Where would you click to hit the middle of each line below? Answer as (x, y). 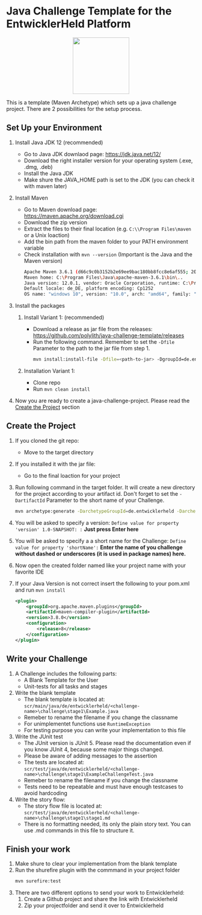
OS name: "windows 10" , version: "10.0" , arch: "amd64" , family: (107, 294)
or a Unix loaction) (47, 235)
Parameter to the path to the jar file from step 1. (91, 349)
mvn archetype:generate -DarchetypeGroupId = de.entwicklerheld (94, 511)
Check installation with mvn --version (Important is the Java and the (108, 254)
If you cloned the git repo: (47, 440)
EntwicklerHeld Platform (69, 24)
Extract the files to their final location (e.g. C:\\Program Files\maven (107, 229)
